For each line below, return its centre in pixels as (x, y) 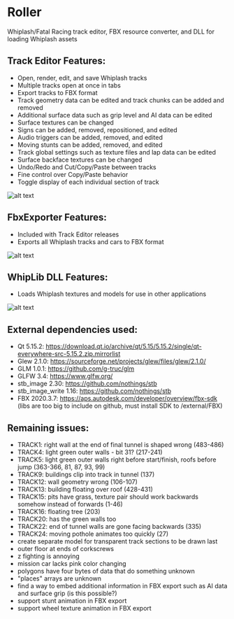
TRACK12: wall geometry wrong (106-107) (78, 482)
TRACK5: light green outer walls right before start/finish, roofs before (117, 460)
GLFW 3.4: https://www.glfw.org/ (65, 376)
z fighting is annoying (49, 556)
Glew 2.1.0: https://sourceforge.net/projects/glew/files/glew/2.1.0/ (111, 362)
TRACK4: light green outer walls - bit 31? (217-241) (90, 452)
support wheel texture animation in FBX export (84, 608)
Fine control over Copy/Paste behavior (73, 174)
